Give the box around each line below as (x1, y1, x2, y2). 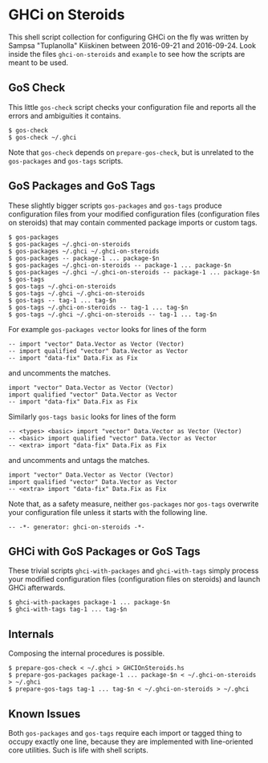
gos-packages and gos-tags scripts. (8, 156, 124, 165)
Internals (8, 627, 55, 641)
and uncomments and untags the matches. (8, 455, 150, 465)
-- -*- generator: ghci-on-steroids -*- (8, 523, 146, 531)
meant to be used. (8, 58, 69, 67)
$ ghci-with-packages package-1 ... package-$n (8, 599, 171, 607)
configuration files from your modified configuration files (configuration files (8, 209, 260, 218)
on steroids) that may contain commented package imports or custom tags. (8, 217, 258, 227)
